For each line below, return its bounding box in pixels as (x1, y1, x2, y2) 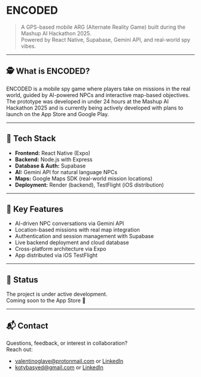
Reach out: (6, 346, 33, 353)
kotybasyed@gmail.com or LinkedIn (14, 364, 103, 371)
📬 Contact (6, 321, 48, 331)
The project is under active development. (6, 291, 108, 298)
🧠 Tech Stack (6, 133, 56, 144)
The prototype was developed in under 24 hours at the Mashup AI (6, 98, 169, 105)
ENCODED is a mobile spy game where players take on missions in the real (6, 85, 190, 92)
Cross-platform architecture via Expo (14, 245, 106, 253)
